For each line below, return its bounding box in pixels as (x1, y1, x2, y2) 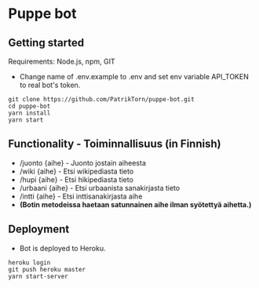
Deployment (8, 223, 70, 236)
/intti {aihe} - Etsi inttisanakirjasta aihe (19, 191, 143, 201)
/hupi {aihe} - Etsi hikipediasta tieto (19, 174, 133, 184)
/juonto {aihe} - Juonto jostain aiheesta (19, 158, 147, 167)
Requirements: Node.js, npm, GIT (8, 57, 115, 66)
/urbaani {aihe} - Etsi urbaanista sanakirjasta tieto (19, 183, 181, 192)
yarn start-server (8, 272, 68, 280)
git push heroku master (8, 265, 86, 273)
